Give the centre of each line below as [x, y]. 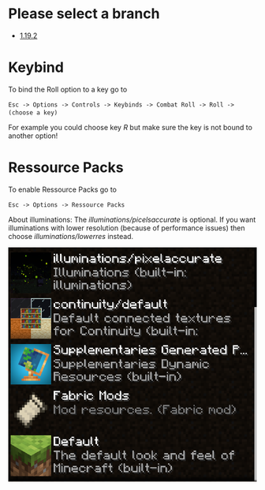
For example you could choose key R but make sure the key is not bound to [130, 127]
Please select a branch [84, 14]
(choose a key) [33, 112]
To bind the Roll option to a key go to [68, 89]
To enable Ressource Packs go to [62, 189]
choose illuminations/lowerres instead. [71, 236]
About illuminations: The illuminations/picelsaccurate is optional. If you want [132, 219]
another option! [33, 136]
